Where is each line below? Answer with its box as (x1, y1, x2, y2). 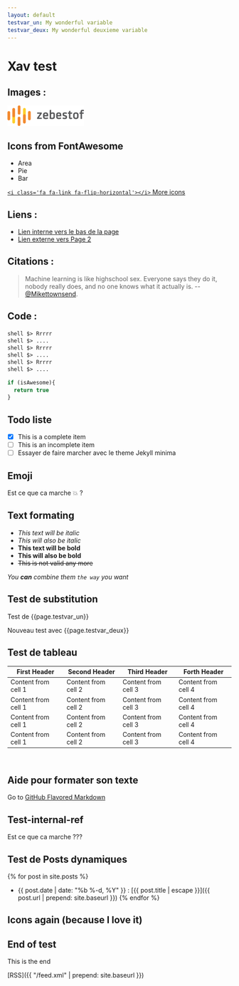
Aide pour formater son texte (7, 774, 139, 786)
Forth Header (184, 668, 224, 676)
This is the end (7, 958, 51, 966)
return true (14, 387, 50, 394)
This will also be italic (17, 536, 81, 545)
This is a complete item (17, 433, 86, 441)
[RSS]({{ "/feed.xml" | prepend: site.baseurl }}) (7, 971, 144, 980)
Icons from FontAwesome (7, 140, 124, 152)
